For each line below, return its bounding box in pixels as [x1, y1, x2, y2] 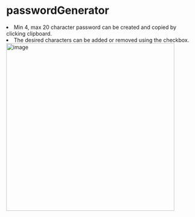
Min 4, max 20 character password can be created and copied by [14, 24, 177, 31]
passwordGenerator [6, 4, 110, 17]
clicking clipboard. [6, 30, 53, 37]
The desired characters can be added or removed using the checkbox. [14, 36, 190, 43]
